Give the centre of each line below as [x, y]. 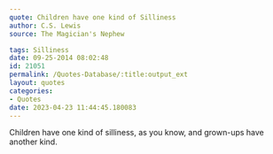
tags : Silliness [39, 50]
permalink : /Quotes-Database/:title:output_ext [99, 75]
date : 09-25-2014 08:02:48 [59, 58]
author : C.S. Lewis [45, 26]
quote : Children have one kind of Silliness [93, 17]
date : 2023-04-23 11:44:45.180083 [73, 107]
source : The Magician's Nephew [67, 34]
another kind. [33, 142]
